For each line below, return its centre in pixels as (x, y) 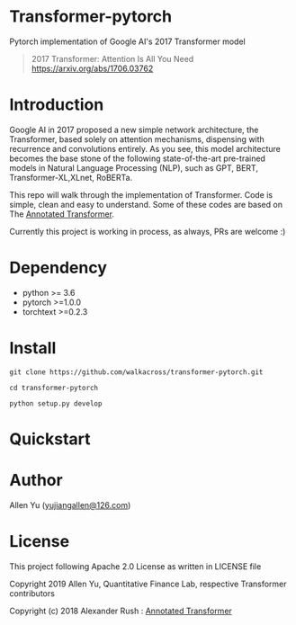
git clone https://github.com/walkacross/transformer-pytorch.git (136, 372)
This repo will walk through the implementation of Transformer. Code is (141, 194)
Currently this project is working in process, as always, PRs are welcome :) (148, 231)
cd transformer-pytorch (54, 388)
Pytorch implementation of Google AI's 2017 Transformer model (127, 41)
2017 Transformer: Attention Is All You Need (112, 58)
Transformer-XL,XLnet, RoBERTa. (71, 177)
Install (33, 348)
